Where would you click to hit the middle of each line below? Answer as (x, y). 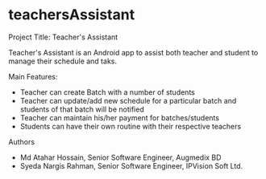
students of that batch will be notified (82, 109)
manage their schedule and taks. (62, 61)
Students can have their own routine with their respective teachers (131, 126)
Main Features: (33, 76)
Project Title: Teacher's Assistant (63, 37)
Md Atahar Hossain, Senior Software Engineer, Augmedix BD (121, 157)
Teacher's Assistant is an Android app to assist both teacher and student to (133, 52)
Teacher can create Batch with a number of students (107, 92)
